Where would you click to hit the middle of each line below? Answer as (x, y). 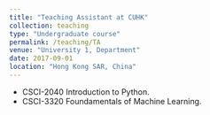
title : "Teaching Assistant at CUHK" (79, 17)
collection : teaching (49, 26)
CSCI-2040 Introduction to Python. (86, 92)
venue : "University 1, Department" (75, 50)
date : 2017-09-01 (41, 58)
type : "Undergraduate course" (65, 34)
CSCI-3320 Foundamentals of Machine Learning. (112, 101)
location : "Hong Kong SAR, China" (73, 67)
